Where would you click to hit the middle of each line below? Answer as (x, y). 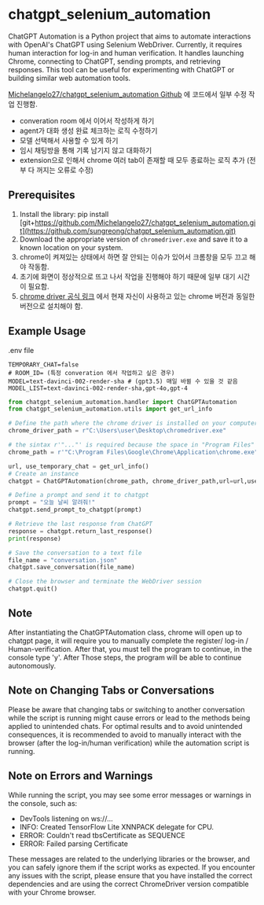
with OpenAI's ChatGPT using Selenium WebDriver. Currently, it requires (125, 44)
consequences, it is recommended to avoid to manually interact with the (125, 734)
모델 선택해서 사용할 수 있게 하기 (69, 140)
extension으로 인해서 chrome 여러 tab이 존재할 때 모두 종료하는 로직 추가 (132, 160)
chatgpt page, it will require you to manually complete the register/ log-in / (128, 640)
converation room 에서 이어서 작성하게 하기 (87, 120)
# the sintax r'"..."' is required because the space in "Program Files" (132, 445)
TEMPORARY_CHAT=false (44, 364)
